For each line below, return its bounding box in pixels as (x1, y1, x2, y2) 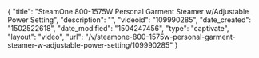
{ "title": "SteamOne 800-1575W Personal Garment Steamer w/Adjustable (7, 7, 249, 16)
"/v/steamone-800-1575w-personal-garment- (85, 32, 237, 41)
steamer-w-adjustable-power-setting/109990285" (7, 41, 173, 50)
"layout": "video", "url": (7, 32, 84, 41)
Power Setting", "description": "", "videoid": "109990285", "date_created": (7, 15, 252, 25)
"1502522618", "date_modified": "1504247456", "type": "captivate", (7, 24, 229, 33)
